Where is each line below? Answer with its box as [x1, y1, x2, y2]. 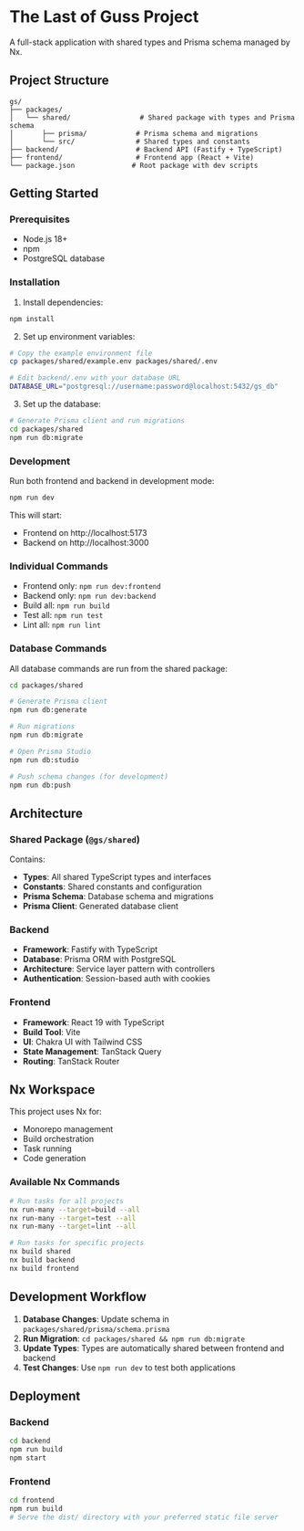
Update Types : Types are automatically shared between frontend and [22, 1342, 285, 1353]
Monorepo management [22, 1124, 114, 1135]
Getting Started [9, 185, 99, 202]
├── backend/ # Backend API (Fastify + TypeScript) [9, 144, 283, 154]
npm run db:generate [9, 706, 88, 715]
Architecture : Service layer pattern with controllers [22, 963, 216, 974]
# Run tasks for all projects [9, 1196, 125, 1206]
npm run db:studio [9, 755, 79, 764]
